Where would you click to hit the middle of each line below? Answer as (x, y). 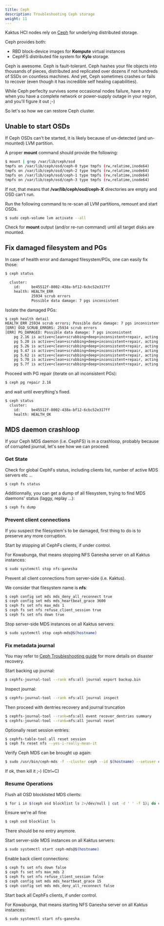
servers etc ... (19, 475)
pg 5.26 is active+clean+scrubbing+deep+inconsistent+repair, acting (86, 346)
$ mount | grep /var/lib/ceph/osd (40, 162)
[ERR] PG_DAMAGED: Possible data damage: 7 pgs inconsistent (69, 332)
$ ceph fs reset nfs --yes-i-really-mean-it (51, 743)
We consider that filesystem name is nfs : (46, 587)
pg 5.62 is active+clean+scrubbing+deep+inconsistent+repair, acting (86, 355)
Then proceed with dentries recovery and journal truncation (65, 707)
